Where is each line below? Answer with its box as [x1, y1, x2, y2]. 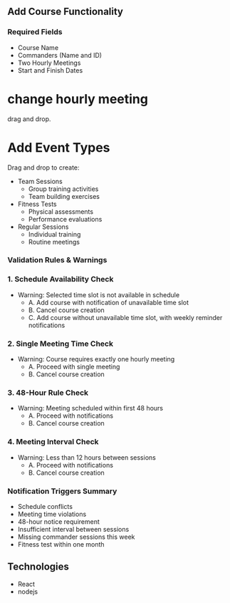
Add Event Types [7, 139, 110, 155]
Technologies [7, 561, 70, 573]
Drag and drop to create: [7, 163, 80, 172]
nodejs [17, 587, 38, 596]
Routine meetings [28, 237, 80, 246]
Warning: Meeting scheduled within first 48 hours [17, 404, 164, 413]
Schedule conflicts [17, 502, 73, 510]
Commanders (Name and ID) [17, 51, 102, 59]
